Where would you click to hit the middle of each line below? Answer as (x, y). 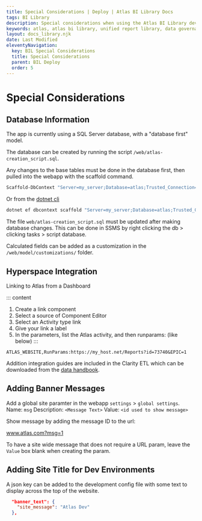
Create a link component (45, 309)
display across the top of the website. (53, 490)
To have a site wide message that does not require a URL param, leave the (98, 444)
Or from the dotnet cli (33, 199)
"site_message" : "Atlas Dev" (54, 507)
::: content (19, 297)
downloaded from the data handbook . (53, 369)
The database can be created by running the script (69, 152)
